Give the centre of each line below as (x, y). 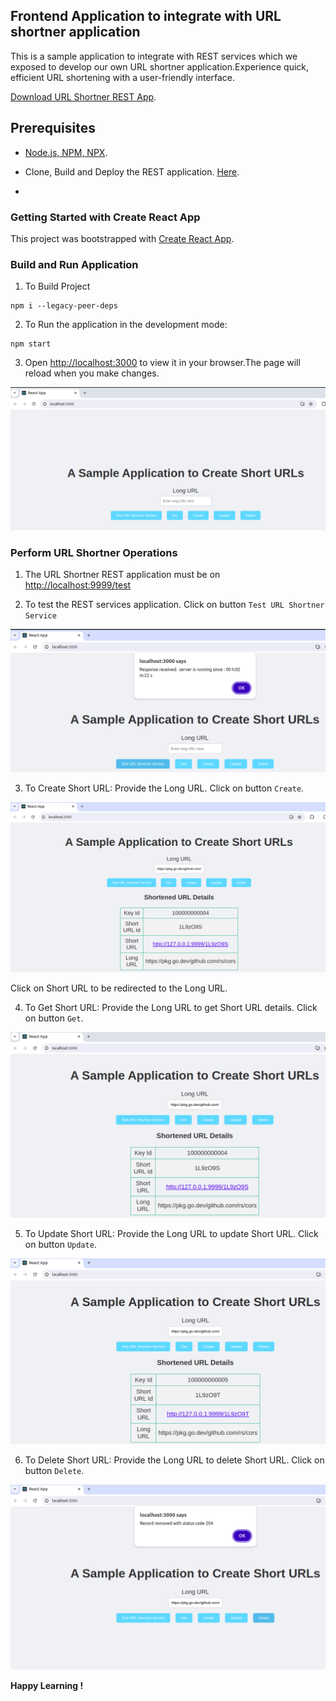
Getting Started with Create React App (105, 217)
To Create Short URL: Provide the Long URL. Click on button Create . (164, 788)
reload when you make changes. (92, 373)
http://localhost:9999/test (78, 585)
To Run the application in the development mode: (126, 325)
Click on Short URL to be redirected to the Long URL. (119, 988)
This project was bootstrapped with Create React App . (122, 238)
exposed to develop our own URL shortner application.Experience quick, (160, 66)
